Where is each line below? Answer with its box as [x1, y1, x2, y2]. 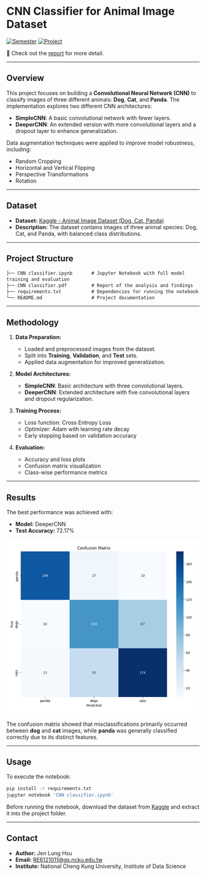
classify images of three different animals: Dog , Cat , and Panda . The [6, 96, 180, 103]
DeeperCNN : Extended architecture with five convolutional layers [24, 389, 190, 396]
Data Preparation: [15, 333, 62, 341]
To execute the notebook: [6, 773, 71, 780]
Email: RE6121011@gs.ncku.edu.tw [15, 856, 103, 863]
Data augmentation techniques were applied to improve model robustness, [6, 139, 195, 147]
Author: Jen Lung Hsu [15, 849, 72, 856]
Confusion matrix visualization [24, 462, 101, 470]
